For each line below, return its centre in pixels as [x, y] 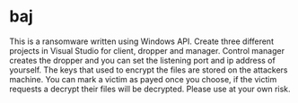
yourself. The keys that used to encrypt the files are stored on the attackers [149, 70]
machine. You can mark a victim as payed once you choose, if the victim [143, 79]
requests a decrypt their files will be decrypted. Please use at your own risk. [150, 89]
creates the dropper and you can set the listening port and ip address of [142, 60]
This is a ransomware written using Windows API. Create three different [141, 41]
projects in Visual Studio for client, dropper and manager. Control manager [147, 50]
